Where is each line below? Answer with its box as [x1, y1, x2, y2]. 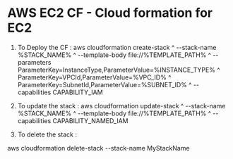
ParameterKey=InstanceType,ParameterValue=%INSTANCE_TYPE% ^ [17, 65, 220, 74]
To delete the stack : [17, 130, 78, 139]
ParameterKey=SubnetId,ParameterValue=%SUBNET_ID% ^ [17, 80, 192, 89]
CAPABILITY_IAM [52, 88, 104, 96]
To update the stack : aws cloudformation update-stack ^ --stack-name [17, 101, 226, 110]
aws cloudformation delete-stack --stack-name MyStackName [7, 144, 190, 152]
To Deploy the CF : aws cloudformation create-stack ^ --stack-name [17, 43, 217, 51]
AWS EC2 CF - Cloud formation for [7, 5, 213, 21]
